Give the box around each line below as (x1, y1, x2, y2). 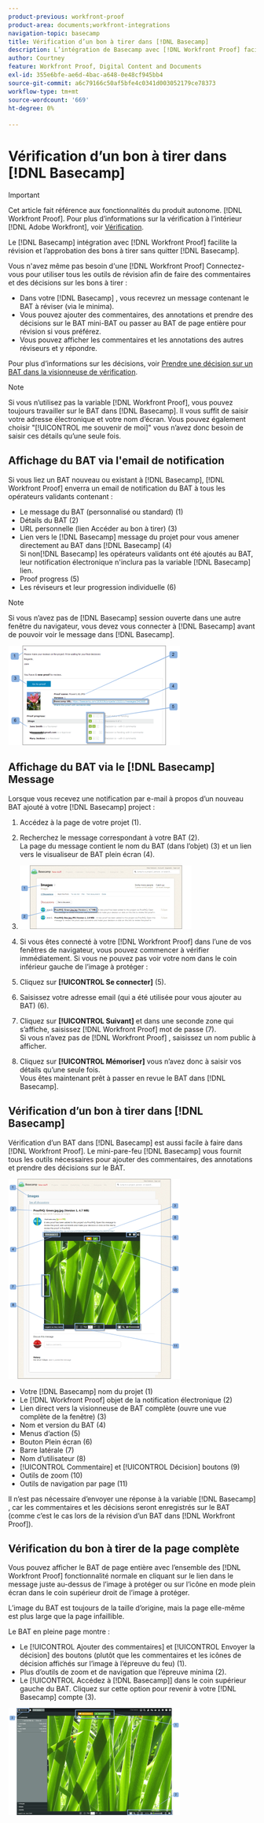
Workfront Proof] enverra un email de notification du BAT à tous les (8, 483, 226, 493)
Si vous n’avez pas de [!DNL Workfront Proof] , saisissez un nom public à (19, 1033, 256, 1042)
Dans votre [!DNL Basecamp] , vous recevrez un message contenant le (19, 293, 250, 303)
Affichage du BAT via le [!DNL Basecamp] (8, 761, 215, 774)
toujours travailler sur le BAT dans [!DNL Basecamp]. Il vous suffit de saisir (8, 406, 249, 416)
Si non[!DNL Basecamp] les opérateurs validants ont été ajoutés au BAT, (19, 549, 254, 558)
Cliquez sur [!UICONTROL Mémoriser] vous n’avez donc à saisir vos (19, 1057, 242, 1066)
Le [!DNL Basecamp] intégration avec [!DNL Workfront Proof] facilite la (8, 237, 237, 248)
